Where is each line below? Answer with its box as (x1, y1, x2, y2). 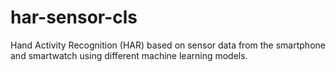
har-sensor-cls (10, 6, 138, 29)
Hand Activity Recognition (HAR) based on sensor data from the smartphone (10, 39, 326, 51)
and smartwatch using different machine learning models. (10, 49, 248, 61)
